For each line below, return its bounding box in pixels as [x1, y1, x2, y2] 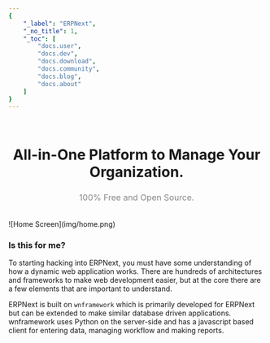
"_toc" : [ [23, 34, 57, 43]
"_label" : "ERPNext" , [23, 20, 96, 28]
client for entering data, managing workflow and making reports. [8, 326, 224, 336]
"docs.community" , [37, 65, 100, 73]
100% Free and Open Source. [79, 192, 194, 203]
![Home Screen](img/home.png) [8, 219, 116, 228]
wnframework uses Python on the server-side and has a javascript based [8, 317, 255, 327]
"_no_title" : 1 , [23, 27, 79, 35]
